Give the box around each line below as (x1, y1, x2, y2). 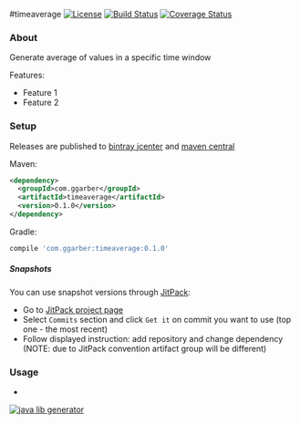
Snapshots (9, 264, 52, 274)
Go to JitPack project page (22, 304, 124, 315)
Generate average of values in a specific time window (9, 52, 212, 63)
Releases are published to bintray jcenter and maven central (9, 140, 235, 151)
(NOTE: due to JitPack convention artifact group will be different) (22, 343, 267, 354)
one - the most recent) (22, 324, 108, 335)
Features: (9, 69, 46, 81)
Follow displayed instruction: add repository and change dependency (22, 333, 284, 344)
